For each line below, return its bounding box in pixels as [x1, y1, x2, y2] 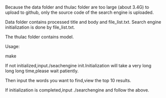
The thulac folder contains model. [5, 34, 74, 40]
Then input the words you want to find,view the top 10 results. [5, 78, 131, 83]
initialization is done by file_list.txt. [5, 24, 75, 30]
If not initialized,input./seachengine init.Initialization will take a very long [5, 63, 152, 68]
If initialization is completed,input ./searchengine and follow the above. [5, 87, 150, 93]
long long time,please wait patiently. [5, 68, 79, 74]
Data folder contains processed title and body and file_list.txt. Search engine [5, 19, 162, 25]
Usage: [5, 44, 20, 49]
